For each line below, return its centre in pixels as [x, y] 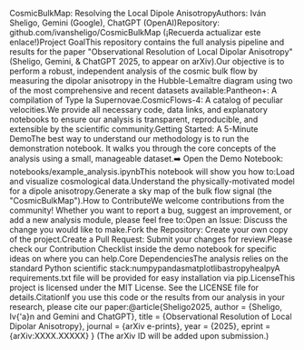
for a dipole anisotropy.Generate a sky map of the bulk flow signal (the [141, 191]
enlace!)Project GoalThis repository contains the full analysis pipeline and [147, 42]
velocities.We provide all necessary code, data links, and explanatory [138, 110]
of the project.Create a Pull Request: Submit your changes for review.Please [151, 239]
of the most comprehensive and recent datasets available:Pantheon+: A [143, 90]
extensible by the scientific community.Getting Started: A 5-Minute [134, 129]
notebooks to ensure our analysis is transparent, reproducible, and [134, 119]
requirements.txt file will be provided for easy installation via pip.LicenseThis [152, 278]
